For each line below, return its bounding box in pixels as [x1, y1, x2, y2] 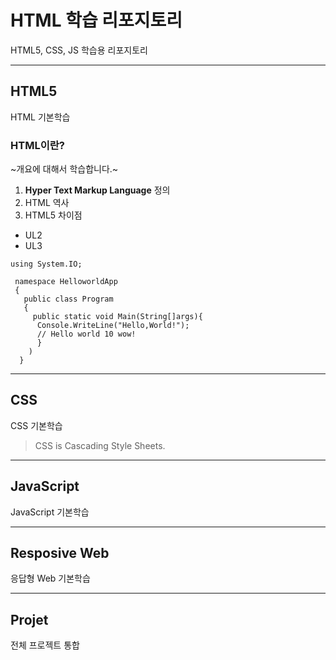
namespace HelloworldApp [14, 277, 118, 287]
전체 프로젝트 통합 [10, 639, 80, 651]
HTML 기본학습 [10, 111, 71, 123]
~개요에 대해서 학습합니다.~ [10, 163, 119, 175]
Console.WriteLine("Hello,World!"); [36, 321, 190, 331]
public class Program [23, 294, 114, 305]
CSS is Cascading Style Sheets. [34, 439, 166, 451]
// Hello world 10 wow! [36, 329, 137, 340]
